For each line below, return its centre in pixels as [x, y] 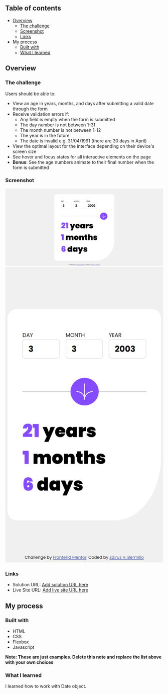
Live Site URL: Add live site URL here [50, 590]
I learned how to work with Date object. [46, 686]
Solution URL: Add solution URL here [50, 585]
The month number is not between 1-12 [60, 130]
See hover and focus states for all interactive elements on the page [82, 157]
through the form [30, 109]
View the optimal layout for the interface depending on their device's [83, 146]
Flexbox [21, 642]
